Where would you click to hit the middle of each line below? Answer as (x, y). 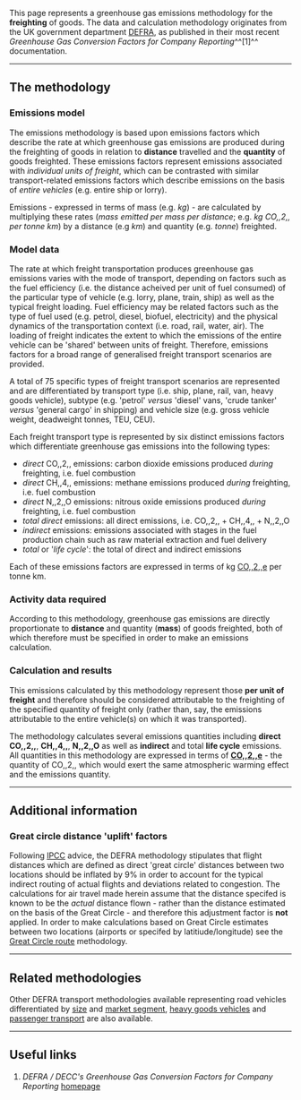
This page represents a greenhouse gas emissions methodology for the (141, 13)
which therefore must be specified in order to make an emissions (129, 638)
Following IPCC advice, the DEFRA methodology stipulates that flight (136, 855)
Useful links (43, 1055)
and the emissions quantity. (60, 774)
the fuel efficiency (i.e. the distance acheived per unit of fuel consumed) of (148, 288)
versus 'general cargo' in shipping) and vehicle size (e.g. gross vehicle (139, 409)
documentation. (39, 51)
